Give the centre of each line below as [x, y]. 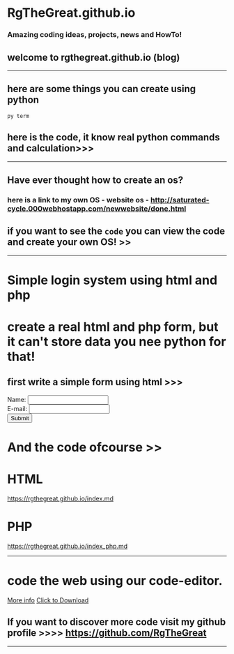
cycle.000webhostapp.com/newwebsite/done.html [97, 209]
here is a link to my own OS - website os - [78, 200]
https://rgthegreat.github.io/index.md [60, 498]
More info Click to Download [48, 600]
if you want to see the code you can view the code [116, 231]
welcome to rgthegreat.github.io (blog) [94, 57]
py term [18, 116]
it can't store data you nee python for [117, 342]
